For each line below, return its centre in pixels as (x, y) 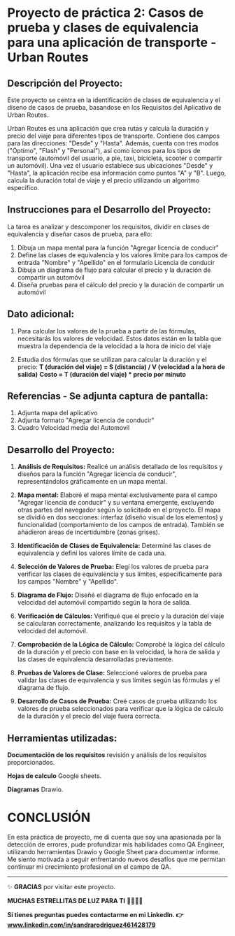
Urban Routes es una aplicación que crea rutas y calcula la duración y (108, 128)
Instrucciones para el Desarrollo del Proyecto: (109, 210)
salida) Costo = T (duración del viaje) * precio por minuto (102, 374)
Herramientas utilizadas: (62, 738)
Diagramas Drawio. (35, 790)
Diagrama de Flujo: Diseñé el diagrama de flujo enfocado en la (108, 595)
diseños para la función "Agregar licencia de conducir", (97, 474)
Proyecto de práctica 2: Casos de (106, 13)
